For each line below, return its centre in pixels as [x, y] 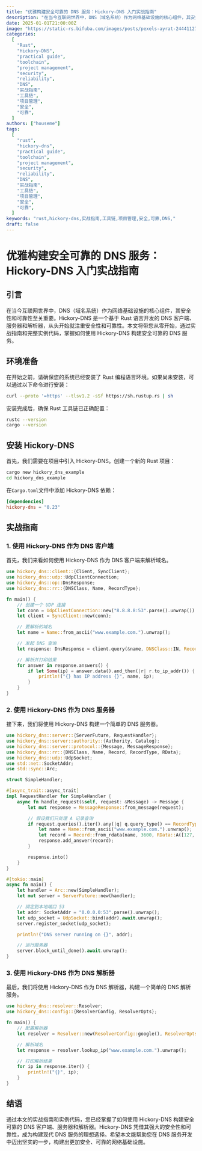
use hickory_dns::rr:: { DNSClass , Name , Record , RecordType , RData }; [94, 752]
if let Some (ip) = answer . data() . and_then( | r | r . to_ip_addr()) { [112, 671]
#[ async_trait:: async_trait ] [43, 791]
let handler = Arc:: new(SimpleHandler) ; [68, 891]
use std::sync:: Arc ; [32, 769]
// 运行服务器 [32, 945]
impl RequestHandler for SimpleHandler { [59, 796]
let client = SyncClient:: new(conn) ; [64, 616]
